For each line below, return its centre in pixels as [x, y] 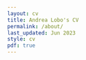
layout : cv [23, 13]
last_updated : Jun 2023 [42, 33]
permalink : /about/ [35, 26]
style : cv [21, 39]
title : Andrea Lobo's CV [43, 20]
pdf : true [21, 46]
